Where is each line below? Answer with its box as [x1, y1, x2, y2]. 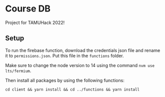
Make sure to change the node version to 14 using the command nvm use [5, 62, 155, 68]
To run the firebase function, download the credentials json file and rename [5, 47, 160, 53]
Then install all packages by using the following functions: [5, 77, 125, 83]
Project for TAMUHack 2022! [5, 19, 65, 25]
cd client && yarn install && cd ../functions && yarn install [5, 87, 140, 92]
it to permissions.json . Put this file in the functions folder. [5, 52, 124, 58]
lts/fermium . [5, 67, 31, 73]
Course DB [5, 3, 51, 14]
